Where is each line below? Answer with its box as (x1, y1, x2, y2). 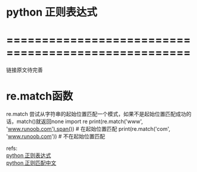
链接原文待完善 (6, 66, 43, 73)
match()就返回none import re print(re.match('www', (16, 118, 143, 125)
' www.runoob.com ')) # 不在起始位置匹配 (6, 133, 106, 140)
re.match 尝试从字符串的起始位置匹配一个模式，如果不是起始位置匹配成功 (6, 110, 187, 118)
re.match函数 (6, 90, 73, 103)
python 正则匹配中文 (6, 159, 57, 167)
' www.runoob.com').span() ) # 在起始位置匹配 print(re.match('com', (6, 125, 171, 133)
